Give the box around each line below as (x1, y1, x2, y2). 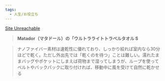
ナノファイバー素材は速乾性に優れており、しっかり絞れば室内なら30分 (17, 46, 160, 52)
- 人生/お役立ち (9, 12, 38, 17)
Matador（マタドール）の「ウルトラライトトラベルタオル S (17, 35, 138, 41)
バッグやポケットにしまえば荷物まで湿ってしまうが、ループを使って (21, 58, 159, 64)
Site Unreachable (5, 25, 40, 31)
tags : (5, 7, 16, 12)
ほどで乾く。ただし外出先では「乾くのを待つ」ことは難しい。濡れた (17, 52, 156, 58)
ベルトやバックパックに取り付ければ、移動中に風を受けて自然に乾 (17, 64, 151, 70)
